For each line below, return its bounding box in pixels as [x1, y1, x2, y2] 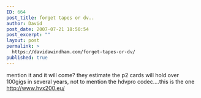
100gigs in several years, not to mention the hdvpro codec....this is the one [6, 78, 195, 85]
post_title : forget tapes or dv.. [6, 15, 95, 21]
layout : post [6, 37, 40, 43]
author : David [6, 20, 43, 26]
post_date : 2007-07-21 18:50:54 [6, 26, 89, 32]
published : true [6, 55, 48, 61]
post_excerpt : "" [6, 32, 51, 38]
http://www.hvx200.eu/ [6, 84, 65, 92]
